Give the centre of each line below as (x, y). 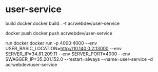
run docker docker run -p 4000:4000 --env (51, 43)
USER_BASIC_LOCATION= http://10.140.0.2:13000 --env (64, 48)
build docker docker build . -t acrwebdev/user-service (62, 23)
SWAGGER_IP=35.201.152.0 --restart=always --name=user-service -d (79, 59)
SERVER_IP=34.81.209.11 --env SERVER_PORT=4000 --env (68, 54)
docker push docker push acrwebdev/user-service (59, 33)
